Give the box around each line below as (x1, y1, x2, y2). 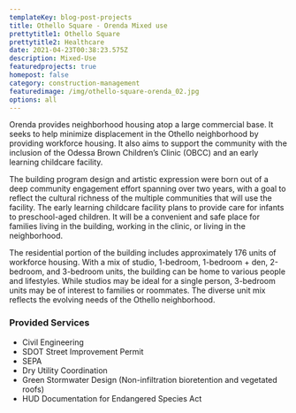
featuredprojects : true (9, 63, 97, 72)
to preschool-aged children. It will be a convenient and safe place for (9, 211, 261, 222)
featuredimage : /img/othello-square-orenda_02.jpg (9, 87, 200, 96)
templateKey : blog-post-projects (9, 12, 133, 22)
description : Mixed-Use (9, 54, 97, 63)
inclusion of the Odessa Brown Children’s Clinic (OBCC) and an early (9, 148, 259, 158)
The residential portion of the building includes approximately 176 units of (9, 248, 277, 258)
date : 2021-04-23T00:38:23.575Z (9, 46, 128, 55)
